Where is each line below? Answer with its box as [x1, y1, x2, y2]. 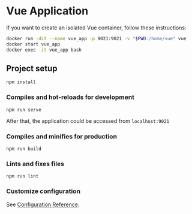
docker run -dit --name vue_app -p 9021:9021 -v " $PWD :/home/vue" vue [6, 35, 187, 41]
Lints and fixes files [6, 159, 65, 168]
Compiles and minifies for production [6, 132, 117, 140]
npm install [6, 79, 36, 85]
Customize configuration [6, 187, 81, 195]
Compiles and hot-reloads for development [6, 93, 135, 101]
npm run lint [6, 173, 39, 179]
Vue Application [6, 4, 89, 18]
